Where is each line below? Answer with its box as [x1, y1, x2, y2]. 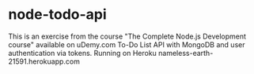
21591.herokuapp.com [8, 57, 81, 66]
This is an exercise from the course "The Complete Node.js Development [8, 31, 247, 41]
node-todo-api [8, 6, 107, 24]
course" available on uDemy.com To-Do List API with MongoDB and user [8, 39, 245, 49]
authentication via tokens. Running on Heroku [8, 48, 157, 57]
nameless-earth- [157, 48, 214, 57]
